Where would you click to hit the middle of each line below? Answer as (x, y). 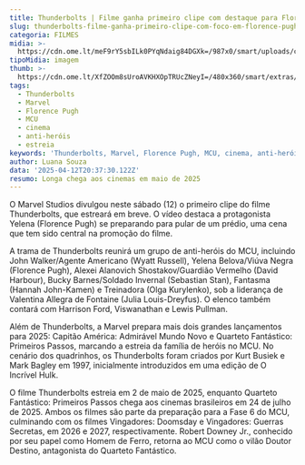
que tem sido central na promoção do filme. (91, 234)
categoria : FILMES (44, 35)
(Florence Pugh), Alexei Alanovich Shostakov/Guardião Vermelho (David (144, 270)
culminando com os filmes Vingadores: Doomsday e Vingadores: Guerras (147, 422)
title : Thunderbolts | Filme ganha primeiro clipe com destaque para (144, 18)
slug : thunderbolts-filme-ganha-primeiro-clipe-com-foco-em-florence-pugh (154, 26)
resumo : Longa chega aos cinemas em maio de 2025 (105, 178)
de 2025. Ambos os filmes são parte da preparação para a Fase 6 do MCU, (150, 412)
